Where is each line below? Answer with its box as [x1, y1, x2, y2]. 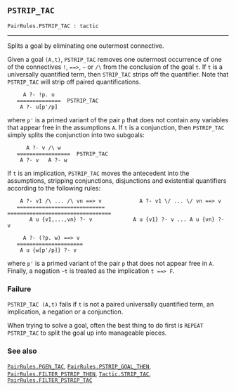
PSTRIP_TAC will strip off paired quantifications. [7, 77, 141, 86]
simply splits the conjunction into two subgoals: [7, 130, 145, 139]
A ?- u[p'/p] [20, 103, 58, 110]
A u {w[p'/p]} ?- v [20, 246, 77, 254]
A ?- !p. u [22, 91, 55, 98]
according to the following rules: [7, 184, 101, 192]
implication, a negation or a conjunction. [7, 307, 124, 316]
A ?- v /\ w [25, 144, 61, 151]
